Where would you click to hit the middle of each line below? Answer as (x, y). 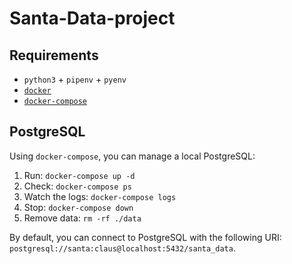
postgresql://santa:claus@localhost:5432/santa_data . (122, 248)
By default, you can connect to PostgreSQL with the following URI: (145, 237)
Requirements (54, 55)
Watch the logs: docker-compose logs (100, 196)
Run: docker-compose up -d (79, 175)
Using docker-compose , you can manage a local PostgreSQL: (132, 156)
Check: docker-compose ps (77, 186)
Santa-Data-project (92, 18)
